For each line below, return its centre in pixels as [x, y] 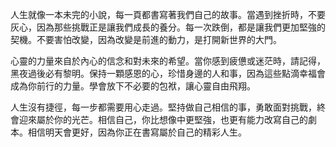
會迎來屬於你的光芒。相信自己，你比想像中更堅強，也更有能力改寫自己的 [159, 119]
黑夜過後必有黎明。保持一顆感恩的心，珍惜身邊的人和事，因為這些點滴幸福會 [168, 73]
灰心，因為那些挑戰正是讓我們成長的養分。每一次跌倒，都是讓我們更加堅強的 [168, 27]
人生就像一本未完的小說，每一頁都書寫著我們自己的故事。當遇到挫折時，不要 [168, 14]
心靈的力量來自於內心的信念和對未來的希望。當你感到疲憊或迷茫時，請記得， [168, 61]
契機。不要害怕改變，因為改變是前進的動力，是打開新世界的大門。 [146, 39]
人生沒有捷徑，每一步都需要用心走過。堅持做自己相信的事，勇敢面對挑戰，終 [168, 107]
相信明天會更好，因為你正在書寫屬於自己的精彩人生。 [137, 132]
